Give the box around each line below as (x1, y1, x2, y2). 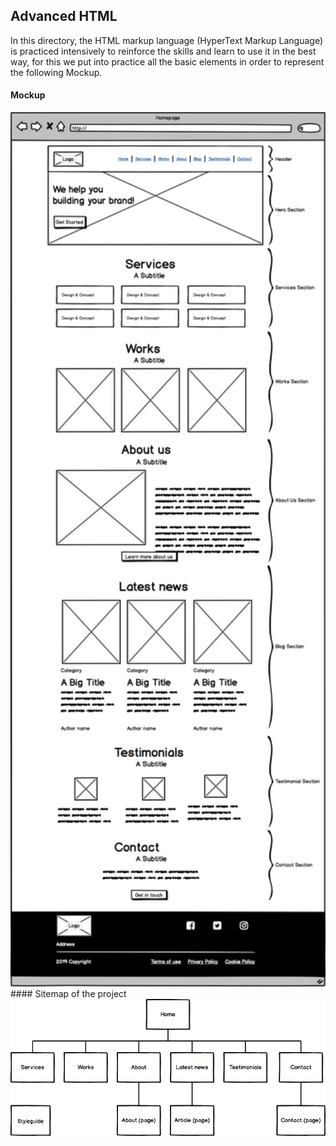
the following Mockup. (10, 66, 103, 78)
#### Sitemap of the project (10, 987, 127, 999)
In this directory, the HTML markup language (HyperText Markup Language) (10, 34, 324, 46)
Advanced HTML (10, 8, 118, 25)
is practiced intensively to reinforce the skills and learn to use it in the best (10, 45, 317, 57)
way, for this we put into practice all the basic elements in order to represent (10, 55, 325, 68)
